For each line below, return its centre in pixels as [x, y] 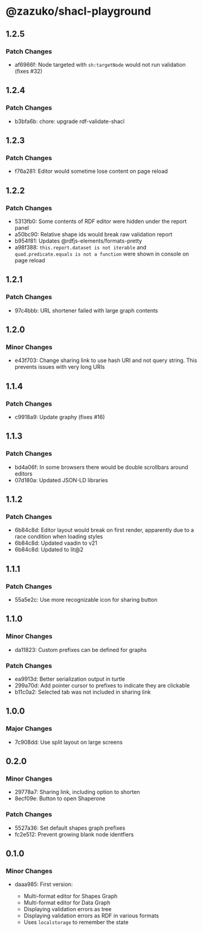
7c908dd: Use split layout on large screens [68, 742]
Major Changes [29, 729]
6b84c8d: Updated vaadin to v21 [56, 543]
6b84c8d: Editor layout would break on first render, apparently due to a [104, 530]
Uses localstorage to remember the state [76, 922]
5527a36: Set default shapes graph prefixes [70, 828]
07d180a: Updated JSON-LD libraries [61, 480]
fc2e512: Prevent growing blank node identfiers [74, 834]
